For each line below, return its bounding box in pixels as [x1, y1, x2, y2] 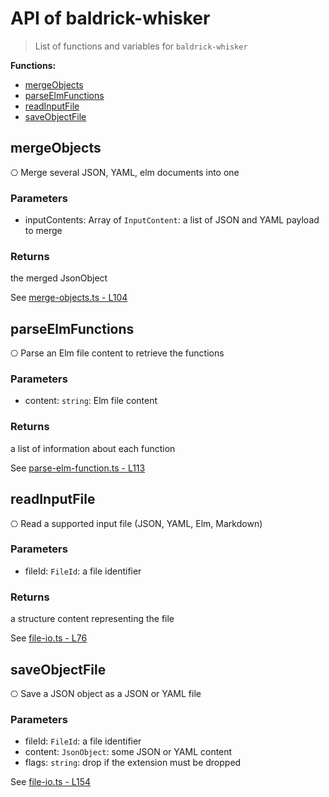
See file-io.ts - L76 [10, 632, 88, 644]
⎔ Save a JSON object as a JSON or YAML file [10, 687, 202, 699]
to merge [24, 225, 63, 237]
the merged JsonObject [10, 272, 108, 284]
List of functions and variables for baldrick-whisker [34, 40, 248, 52]
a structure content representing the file [10, 613, 175, 625]
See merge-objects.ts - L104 [10, 292, 128, 304]
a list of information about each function [10, 442, 176, 454]
